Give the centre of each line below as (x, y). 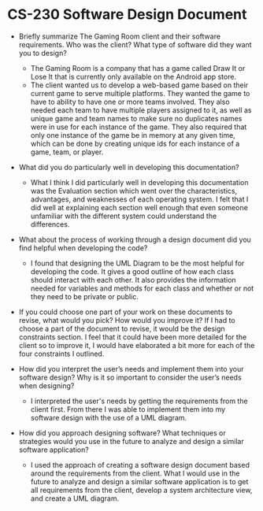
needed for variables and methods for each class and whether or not (142, 288)
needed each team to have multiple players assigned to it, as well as (141, 110)
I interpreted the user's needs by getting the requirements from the (139, 401)
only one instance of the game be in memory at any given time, (133, 135)
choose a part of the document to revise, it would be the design (122, 328)
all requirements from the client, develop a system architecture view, (141, 490)
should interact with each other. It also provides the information (133, 280)
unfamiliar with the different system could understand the (124, 216)
